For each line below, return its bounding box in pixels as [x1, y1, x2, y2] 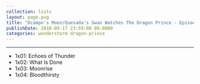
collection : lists [6, 8, 52, 15]
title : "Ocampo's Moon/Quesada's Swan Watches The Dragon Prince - [6, 20, 177, 25]
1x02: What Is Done [14, 59, 62, 66]
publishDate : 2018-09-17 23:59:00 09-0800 [6, 25, 113, 31]
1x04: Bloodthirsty [14, 72, 60, 79]
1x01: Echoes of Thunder [14, 53, 76, 60]
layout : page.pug [6, 14, 49, 20]
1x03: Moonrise [14, 65, 53, 72]
